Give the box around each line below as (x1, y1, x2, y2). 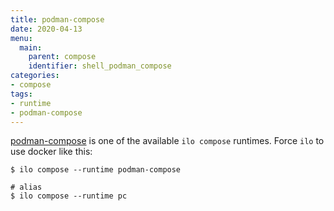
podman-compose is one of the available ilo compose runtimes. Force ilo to (10, 135, 325, 147)
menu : (10, 33, 33, 43)
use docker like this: (10, 146, 93, 158)
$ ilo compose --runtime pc (10, 191, 128, 201)
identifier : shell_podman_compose (28, 61, 172, 71)
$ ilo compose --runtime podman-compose (10, 165, 182, 175)
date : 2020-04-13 (10, 24, 83, 34)
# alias (10, 182, 43, 193)
